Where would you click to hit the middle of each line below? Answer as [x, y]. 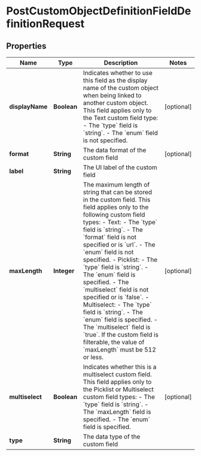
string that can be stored [118, 192]
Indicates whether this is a [120, 367]
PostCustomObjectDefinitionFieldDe [99, 11]
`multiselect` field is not [116, 289]
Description [121, 63]
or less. [93, 357]
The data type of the [112, 436]
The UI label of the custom [120, 167]
